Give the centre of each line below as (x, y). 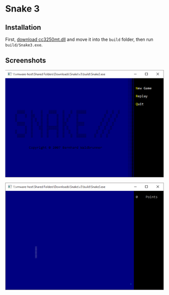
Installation (23, 27)
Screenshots (26, 61)
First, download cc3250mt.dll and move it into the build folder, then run (79, 39)
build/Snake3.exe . (24, 45)
